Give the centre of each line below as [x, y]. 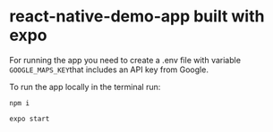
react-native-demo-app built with [137, 16]
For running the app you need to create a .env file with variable [125, 60]
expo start [30, 119]
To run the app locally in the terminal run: [85, 87]
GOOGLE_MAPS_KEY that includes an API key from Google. [109, 70]
